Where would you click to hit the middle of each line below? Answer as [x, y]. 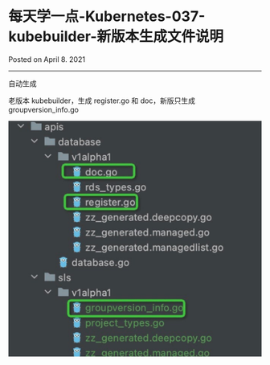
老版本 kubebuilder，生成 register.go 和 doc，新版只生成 [102, 100]
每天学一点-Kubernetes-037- [107, 16]
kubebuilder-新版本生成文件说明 [116, 37]
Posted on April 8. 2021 [47, 59]
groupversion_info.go [43, 109]
